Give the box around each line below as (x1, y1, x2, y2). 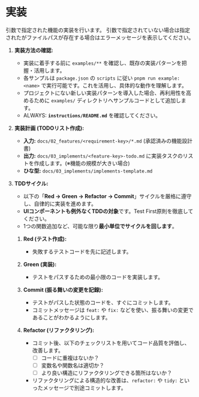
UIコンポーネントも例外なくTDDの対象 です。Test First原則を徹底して (23, 207, 194, 214)
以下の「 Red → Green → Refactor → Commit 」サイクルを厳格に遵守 (23, 192, 192, 199)
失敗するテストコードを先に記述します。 (32, 248, 132, 255)
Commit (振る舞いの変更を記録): (23, 286, 103, 293)
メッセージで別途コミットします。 (43, 384, 126, 392)
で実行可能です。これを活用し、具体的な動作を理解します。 (41, 81, 187, 89)
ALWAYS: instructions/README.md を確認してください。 (23, 111, 161, 119)
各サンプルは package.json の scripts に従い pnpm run (23, 74, 156, 81)
